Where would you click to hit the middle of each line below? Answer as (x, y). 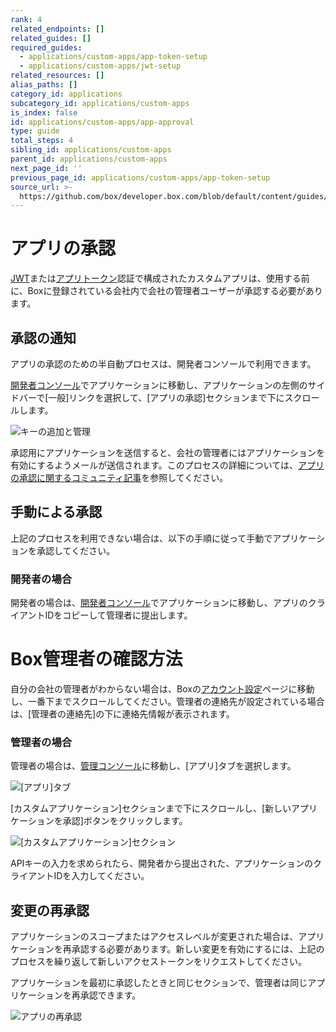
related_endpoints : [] (57, 29)
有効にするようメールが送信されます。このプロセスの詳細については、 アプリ (167, 465)
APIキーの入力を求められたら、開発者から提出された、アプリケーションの (162, 863)
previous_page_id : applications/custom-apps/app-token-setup (140, 177)
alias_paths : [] (44, 85)
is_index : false (44, 112)
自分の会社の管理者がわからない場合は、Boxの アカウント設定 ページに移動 (162, 689)
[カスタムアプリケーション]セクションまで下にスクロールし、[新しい (151, 808)
